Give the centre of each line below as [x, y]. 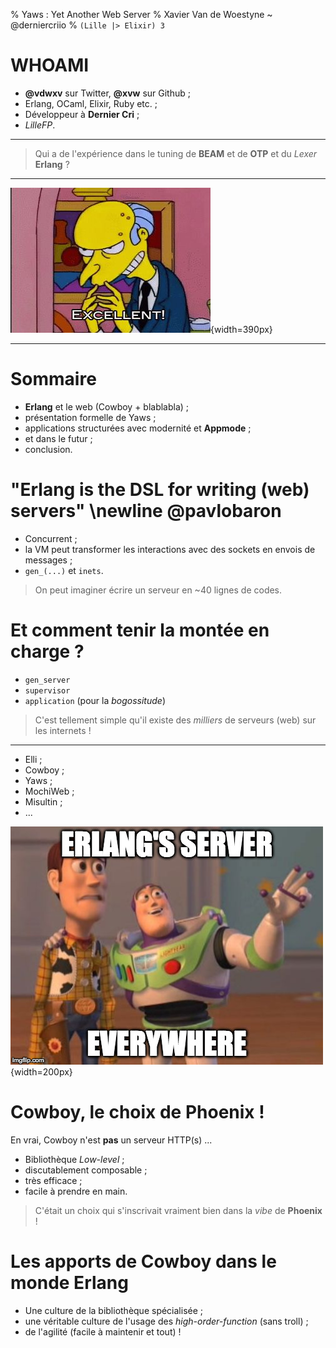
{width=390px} [241, 329]
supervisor [47, 690]
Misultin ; [43, 801]
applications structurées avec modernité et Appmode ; [138, 428]
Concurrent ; [51, 538]
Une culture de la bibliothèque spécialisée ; [114, 1310]
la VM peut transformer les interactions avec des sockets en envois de [170, 549]
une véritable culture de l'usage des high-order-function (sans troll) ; [166, 1321]
